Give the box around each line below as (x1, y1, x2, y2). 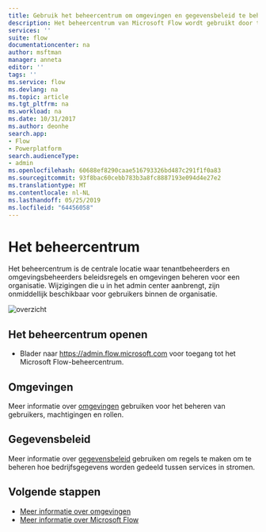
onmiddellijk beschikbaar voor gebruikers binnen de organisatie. (8, 289, 218, 299)
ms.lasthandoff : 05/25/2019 (8, 196, 101, 204)
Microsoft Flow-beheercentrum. (19, 357, 124, 367)
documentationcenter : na (8, 41, 90, 49)
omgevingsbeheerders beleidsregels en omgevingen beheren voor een (8, 272, 240, 282)
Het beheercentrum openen (8, 327, 148, 341)
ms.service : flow (8, 78, 66, 86)
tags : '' (8, 71, 37, 79)
